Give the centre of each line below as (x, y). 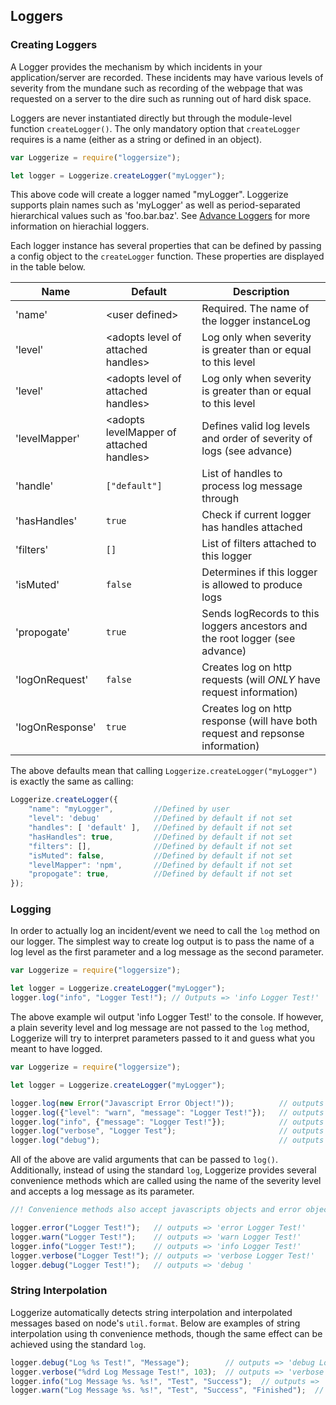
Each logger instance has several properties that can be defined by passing (166, 246)
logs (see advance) (247, 451)
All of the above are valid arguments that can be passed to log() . (144, 1160)
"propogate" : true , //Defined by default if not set (160, 874)
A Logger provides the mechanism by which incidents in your (136, 66)
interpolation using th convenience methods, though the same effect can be (166, 1333)
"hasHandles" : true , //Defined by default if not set (160, 837)
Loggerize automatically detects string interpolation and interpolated (151, 1312)
